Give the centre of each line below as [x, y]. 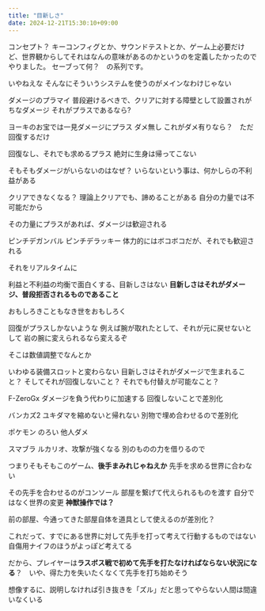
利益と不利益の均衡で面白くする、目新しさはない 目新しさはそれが [117, 284]
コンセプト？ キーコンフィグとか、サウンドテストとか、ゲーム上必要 [120, 46]
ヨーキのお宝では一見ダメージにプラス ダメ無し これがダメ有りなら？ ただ [131, 127]
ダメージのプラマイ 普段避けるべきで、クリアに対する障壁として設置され [127, 100]
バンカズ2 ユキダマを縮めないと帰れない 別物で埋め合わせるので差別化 [123, 415]
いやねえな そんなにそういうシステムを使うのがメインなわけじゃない [120, 83]
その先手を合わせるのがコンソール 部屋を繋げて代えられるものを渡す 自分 [128, 492]
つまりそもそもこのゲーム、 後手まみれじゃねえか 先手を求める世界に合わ [127, 465]
